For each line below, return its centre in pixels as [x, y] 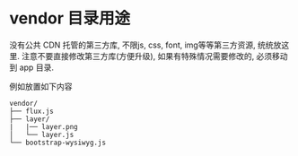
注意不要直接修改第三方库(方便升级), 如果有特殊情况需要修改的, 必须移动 [155, 56]
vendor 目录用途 [70, 18]
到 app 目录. [31, 67]
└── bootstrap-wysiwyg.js [57, 143]
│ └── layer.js [42, 134]
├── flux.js [31, 111]
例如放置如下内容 [41, 86]
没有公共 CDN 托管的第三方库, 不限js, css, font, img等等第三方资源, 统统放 [145, 45]
